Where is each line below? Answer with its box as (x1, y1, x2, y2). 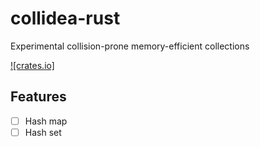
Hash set (24, 126, 62, 138)
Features (10, 88, 67, 106)
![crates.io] (10, 59, 55, 71)
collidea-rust (10, 7, 121, 30)
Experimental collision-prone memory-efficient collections (10, 40, 250, 52)
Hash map (24, 115, 68, 127)
